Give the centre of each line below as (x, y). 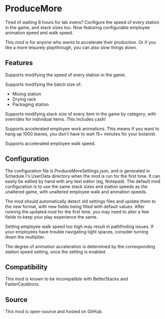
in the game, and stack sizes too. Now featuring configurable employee (78, 27)
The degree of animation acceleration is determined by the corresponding (80, 246)
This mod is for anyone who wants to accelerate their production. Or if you (81, 42)
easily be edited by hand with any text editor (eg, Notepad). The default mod (83, 181)
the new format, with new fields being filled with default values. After (75, 206)
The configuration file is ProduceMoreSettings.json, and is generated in (78, 171)
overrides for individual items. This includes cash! (55, 119)
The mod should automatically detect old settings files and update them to (81, 201)
